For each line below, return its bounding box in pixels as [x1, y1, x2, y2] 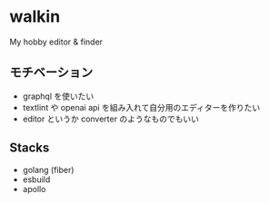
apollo [22, 183, 46, 194]
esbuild [22, 174, 51, 185]
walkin [9, 6, 61, 27]
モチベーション [9, 65, 94, 81]
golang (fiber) [22, 164, 75, 175]
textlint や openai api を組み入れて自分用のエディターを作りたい [22, 101, 261, 112]
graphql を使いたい [22, 91, 95, 101]
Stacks [9, 140, 50, 156]
